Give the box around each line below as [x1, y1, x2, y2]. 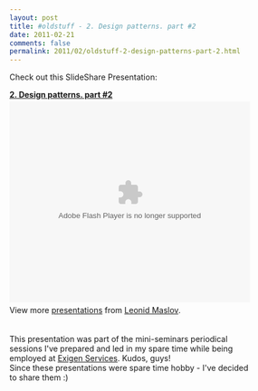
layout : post [9, 13, 59, 23]
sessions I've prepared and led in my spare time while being [9, 343, 234, 354]
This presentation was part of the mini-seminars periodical [9, 334, 228, 345]
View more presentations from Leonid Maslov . [9, 305, 181, 316]
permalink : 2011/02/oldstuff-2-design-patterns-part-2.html [9, 47, 242, 56]
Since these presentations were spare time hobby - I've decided [9, 363, 249, 374]
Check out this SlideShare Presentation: [9, 72, 158, 82]
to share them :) [9, 372, 69, 383]
